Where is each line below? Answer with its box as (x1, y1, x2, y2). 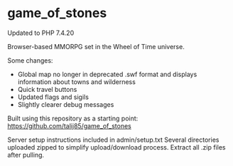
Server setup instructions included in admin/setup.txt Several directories (7, 135, 220, 144)
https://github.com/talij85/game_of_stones (7, 121, 131, 130)
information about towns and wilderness (17, 77, 136, 86)
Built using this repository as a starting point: (7, 114, 139, 123)
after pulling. (7, 150, 45, 159)
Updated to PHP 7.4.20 (7, 28, 75, 37)
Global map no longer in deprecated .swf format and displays (17, 70, 197, 78)
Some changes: (7, 56, 53, 65)
